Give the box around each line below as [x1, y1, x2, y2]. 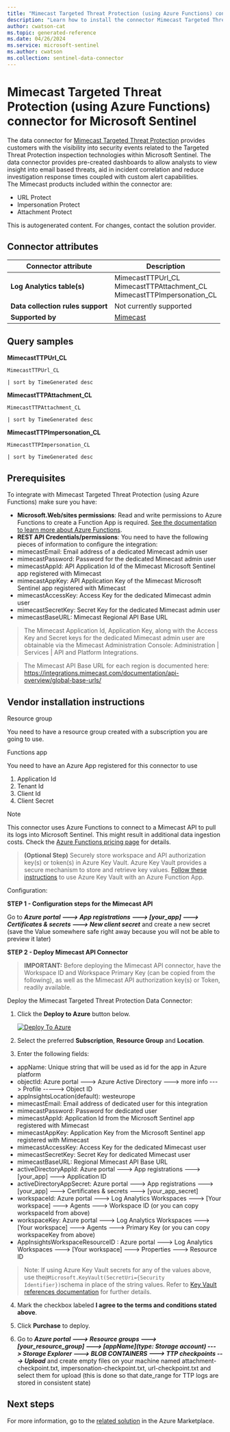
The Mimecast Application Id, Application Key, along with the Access [23, 626, 218, 635]
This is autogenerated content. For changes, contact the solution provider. [7, 221, 216, 229]
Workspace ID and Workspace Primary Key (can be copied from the [23, 968, 216, 976]
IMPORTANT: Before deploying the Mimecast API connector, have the [23, 961, 221, 970]
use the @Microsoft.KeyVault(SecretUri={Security [23, 1273, 165, 1281]
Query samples [7, 336, 74, 347]
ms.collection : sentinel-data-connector [7, 55, 125, 62]
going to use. [7, 735, 44, 743]
